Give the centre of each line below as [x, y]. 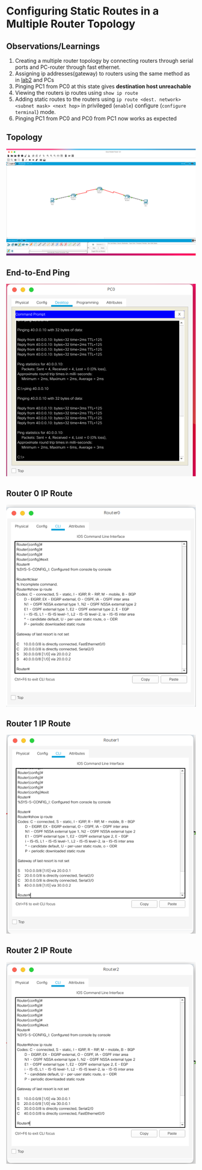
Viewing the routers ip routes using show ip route [76, 93]
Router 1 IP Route [38, 724]
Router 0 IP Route [40, 493]
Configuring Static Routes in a [83, 11]
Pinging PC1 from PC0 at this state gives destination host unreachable [103, 86]
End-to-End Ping [38, 273]
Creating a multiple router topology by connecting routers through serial [104, 61]
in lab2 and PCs [34, 80]
